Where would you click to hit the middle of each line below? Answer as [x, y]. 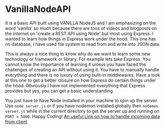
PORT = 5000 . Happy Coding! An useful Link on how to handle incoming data [82, 116]
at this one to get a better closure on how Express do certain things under [81, 80]
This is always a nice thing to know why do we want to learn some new [78, 54]
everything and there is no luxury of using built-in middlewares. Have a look [83, 75]
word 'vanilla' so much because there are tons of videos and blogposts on [81, 28]
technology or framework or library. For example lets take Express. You [78, 59]
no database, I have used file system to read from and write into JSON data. [83, 44]
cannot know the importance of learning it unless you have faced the [76, 64]
